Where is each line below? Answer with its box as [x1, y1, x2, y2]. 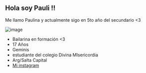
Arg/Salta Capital [12, 57, 47, 63]
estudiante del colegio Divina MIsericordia [12, 52, 98, 58]
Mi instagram [12, 62, 40, 68]
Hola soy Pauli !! [5, 4, 56, 12]
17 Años [12, 41, 29, 47]
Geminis [12, 46, 30, 52]
